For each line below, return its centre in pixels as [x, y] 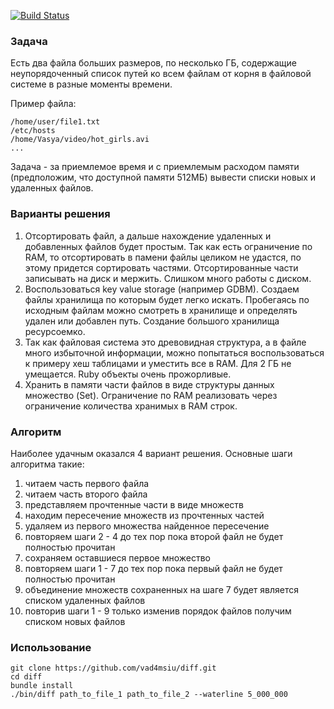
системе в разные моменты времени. [91, 84]
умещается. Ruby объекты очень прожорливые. [128, 374]
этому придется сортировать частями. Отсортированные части [161, 267]
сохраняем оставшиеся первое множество [117, 557]
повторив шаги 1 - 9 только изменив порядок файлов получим [158, 611]
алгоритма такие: [47, 464]
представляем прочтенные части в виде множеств [134, 504]
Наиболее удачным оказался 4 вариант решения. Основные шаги [151, 453]
